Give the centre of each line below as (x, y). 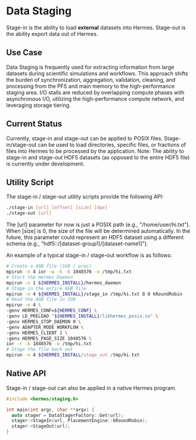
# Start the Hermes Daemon (40, 277)
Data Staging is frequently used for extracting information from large (90, 67)
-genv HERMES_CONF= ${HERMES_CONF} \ (52, 311)
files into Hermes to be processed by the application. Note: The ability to (95, 151)
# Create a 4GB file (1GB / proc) (49, 266)
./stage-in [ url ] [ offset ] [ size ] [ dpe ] (57, 208)
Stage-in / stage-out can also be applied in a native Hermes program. (91, 388)
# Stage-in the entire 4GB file (46, 288)
